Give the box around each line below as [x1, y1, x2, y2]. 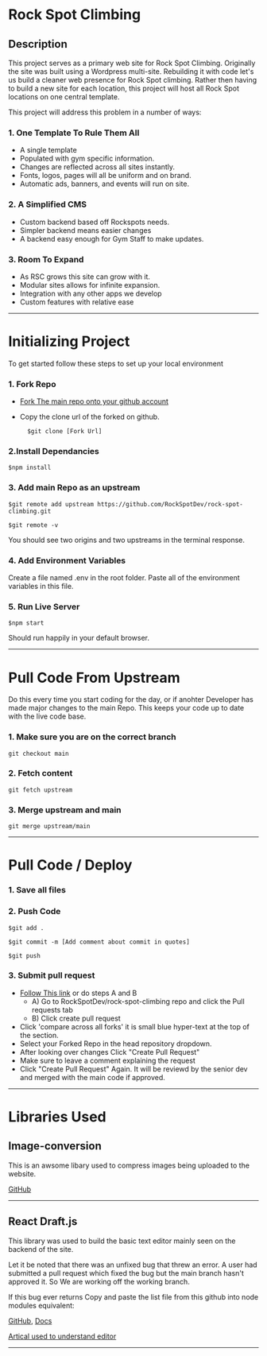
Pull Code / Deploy [8, 856, 133, 874]
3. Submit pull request [8, 970, 95, 981]
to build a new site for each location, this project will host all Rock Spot [8, 83, 240, 93]
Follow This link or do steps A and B [19, 988, 137, 998]
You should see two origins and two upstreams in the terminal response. [8, 535, 245, 544]
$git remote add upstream [8, 500, 94, 508]
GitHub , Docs [8, 1315, 52, 1325]
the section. [19, 1030, 59, 1040]
